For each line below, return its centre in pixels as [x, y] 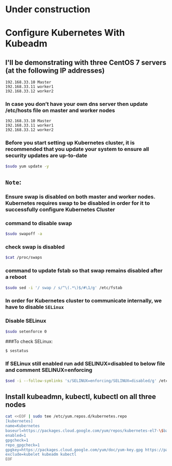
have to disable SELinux [35, 307]
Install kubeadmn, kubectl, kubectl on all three [81, 397]
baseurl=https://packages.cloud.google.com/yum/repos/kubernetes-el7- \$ [84, 431]
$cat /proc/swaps [24, 258]
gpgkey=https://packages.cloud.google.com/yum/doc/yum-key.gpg [74, 450]
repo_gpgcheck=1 [23, 445]
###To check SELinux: [29, 341]
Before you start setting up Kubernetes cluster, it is [70, 143]
